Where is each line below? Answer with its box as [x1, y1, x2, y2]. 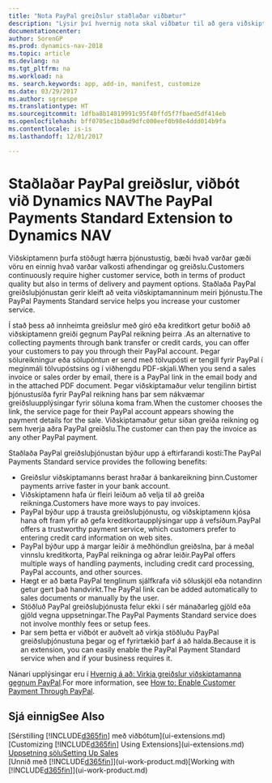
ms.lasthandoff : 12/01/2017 [8, 132, 104, 140]
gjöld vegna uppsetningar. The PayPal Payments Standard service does [19, 610, 257, 620]
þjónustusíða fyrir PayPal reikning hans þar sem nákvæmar [8, 389, 205, 399]
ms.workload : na [8, 72, 63, 80]
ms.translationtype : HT [8, 102, 89, 110]
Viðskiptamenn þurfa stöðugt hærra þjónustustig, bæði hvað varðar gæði [8, 253, 252, 263]
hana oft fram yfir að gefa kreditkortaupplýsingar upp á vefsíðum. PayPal [19, 516, 261, 525]
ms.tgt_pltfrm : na [8, 65, 70, 73]
